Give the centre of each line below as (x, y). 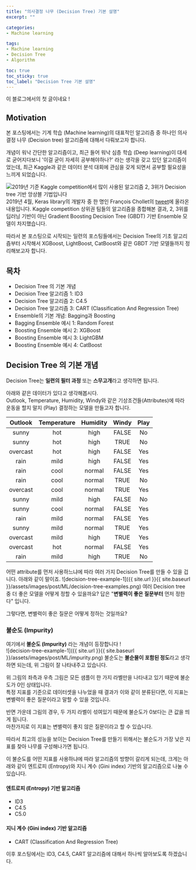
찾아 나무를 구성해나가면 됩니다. (53, 747)
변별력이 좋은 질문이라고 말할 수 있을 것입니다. (59, 700)
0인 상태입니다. (34, 685)
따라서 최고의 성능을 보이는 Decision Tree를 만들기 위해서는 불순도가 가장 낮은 (95, 739)
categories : (20, 28)
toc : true (18, 70)
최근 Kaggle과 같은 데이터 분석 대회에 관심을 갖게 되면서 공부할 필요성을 (105, 167)
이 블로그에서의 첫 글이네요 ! (38, 99)
